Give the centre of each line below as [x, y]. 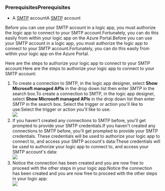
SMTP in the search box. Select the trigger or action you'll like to [78, 104]
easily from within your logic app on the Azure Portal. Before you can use [79, 38]
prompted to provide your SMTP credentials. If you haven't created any [84, 126]
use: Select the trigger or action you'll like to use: [61, 109]
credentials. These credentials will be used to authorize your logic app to [86, 136]
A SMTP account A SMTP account [46, 18]
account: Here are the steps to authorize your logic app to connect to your [80, 68]
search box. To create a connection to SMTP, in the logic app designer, [83, 94]
